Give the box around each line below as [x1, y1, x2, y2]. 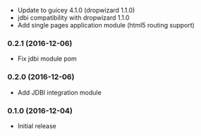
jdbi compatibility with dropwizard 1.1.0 [17, 13, 130, 22]
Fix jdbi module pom [17, 54, 78, 63]
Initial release [17, 121, 56, 130]
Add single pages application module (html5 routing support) [17, 21, 195, 29]
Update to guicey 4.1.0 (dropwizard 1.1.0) [17, 6, 135, 14]
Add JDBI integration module [17, 88, 102, 97]
